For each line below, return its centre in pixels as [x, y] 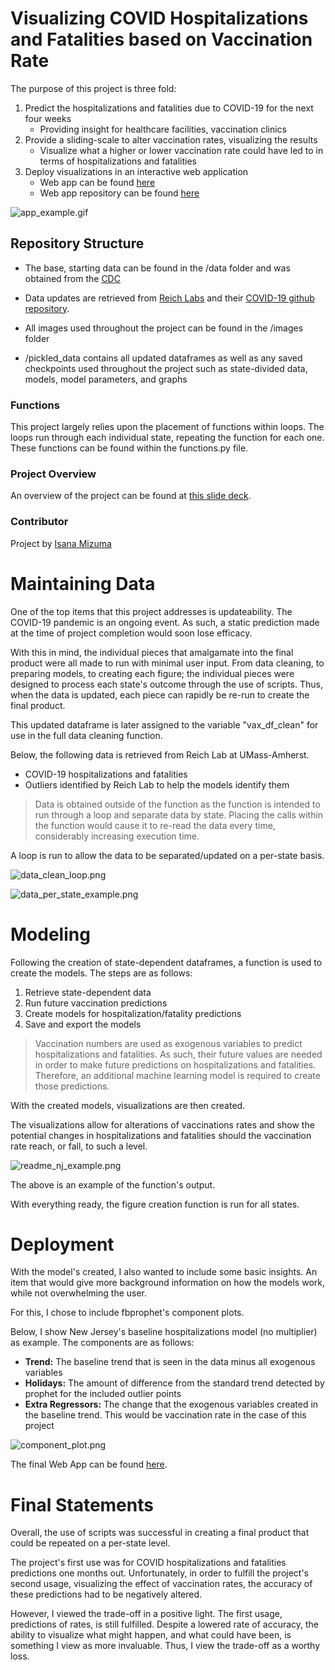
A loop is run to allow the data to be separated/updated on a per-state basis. [167, 855]
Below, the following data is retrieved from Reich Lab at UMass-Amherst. [160, 754]
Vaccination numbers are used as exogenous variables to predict [168, 1043]
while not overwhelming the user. [79, 1293]
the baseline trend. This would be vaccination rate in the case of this [165, 1415]
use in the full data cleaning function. [86, 735]
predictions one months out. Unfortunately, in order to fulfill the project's [159, 1573]
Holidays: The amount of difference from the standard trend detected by [174, 1383]
